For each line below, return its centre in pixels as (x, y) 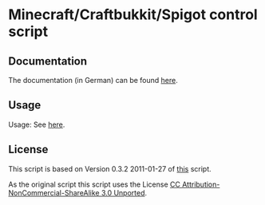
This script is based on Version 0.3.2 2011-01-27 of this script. (110, 168)
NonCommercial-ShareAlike (54, 192)
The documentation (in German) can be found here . (93, 80)
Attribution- (201, 184)
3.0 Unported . (124, 192)
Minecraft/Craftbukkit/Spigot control (133, 15)
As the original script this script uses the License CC (95, 184)
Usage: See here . (37, 124)
